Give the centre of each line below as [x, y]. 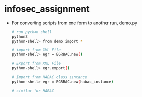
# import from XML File [36, 50]
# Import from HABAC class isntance [49, 77]
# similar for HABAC [33, 91]
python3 [19, 36]
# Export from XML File [36, 64]
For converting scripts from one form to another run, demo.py [74, 23]
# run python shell [32, 32]
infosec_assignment [47, 9]
